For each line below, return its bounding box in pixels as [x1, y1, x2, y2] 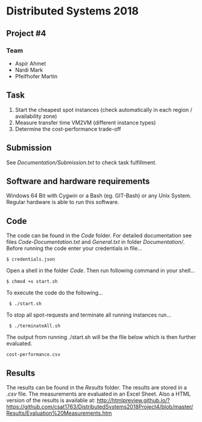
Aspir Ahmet [14, 60, 46, 67]
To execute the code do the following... [6, 289, 104, 296]
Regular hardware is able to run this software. [6, 199, 119, 206]
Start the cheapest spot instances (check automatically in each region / [14, 106, 193, 113]
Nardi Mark [14, 66, 43, 73]
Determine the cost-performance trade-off [14, 125, 122, 132]
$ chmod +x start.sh [6, 279, 58, 285]
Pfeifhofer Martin [14, 72, 58, 79]
